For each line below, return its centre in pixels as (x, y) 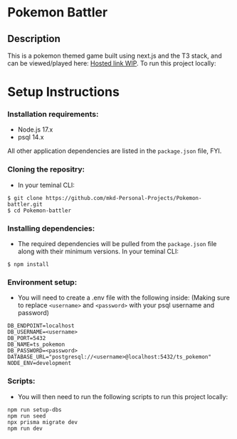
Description (34, 39)
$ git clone (25, 198)
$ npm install (28, 265)
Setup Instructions (63, 92)
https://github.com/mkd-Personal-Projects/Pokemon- (123, 198)
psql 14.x (31, 137)
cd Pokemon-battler (43, 211)
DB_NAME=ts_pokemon (36, 345)
